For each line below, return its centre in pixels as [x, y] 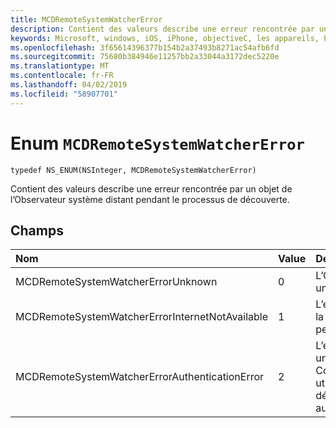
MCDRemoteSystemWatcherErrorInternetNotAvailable [142, 317]
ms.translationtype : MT [60, 66]
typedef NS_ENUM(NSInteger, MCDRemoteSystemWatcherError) [133, 170]
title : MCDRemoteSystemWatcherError [86, 19]
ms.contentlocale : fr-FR [62, 76]
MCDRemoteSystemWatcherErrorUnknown [116, 282]
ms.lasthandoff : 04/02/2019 [69, 85]
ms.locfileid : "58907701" [64, 94]
